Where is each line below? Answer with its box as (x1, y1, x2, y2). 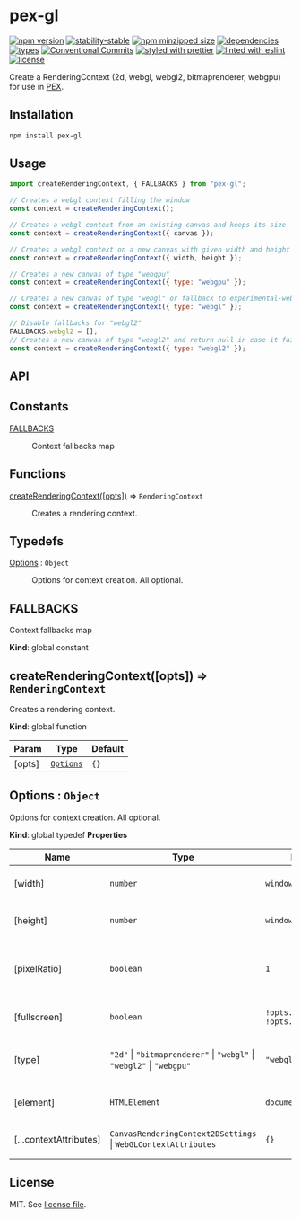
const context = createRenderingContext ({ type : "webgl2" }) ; (9, 343, 246, 353)
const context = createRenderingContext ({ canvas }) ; (9, 228, 215, 238)
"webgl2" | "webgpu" (109, 1059, 192, 1072)
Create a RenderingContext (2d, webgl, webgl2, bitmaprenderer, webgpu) (9, 71, 282, 82)
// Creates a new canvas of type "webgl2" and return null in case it (9, 335, 279, 344)
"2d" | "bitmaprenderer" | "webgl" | (109, 1047, 255, 1060)
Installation (9, 107, 73, 122)
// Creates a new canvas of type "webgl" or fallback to (9, 294, 227, 304)
